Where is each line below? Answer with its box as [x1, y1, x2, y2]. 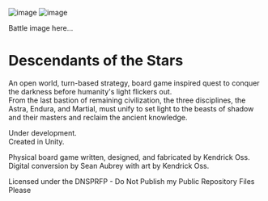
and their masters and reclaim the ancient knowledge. [8, 112, 188, 122]
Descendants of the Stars [8, 52, 184, 70]
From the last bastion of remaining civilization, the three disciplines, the [8, 95, 246, 105]
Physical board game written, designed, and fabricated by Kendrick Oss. [8, 152, 250, 161]
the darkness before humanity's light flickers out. [8, 86, 172, 96]
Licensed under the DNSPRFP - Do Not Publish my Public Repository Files [8, 176, 255, 186]
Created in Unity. [8, 136, 65, 146]
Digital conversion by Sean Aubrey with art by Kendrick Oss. [8, 161, 210, 170]
